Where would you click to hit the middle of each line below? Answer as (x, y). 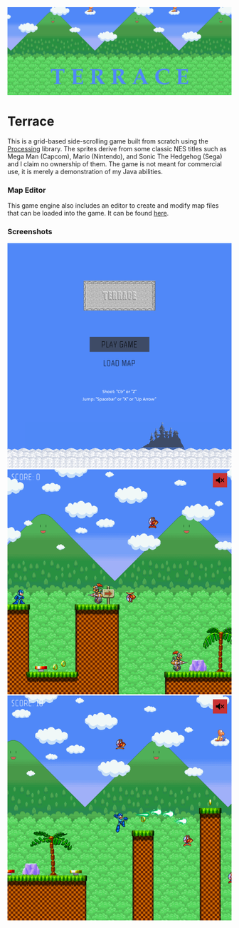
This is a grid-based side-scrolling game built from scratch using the (108, 141)
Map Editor (27, 190)
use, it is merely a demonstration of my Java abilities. (85, 171)
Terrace (31, 122)
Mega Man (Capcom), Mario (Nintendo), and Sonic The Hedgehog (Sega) (115, 156)
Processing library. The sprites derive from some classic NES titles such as (117, 148)
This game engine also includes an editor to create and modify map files (113, 206)
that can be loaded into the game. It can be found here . (88, 213)
